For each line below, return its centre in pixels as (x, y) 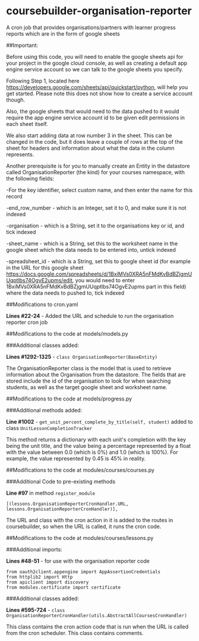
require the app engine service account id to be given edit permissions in (96, 118)
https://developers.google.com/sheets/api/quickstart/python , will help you (97, 87)
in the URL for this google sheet (45, 267)
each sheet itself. (27, 124)
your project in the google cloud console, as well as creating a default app (97, 63)
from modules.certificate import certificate (63, 587)
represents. (20, 154)
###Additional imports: (34, 549)
